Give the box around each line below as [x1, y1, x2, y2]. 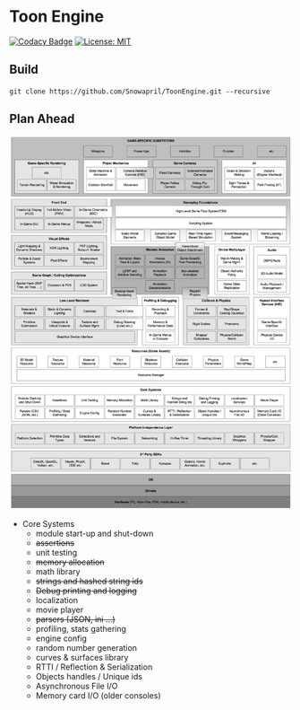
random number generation [35, 642, 137, 653]
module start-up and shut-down [35, 528, 154, 539]
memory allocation [35, 557, 105, 567]
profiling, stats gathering [35, 623, 127, 634]
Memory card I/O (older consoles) [35, 689, 161, 701]
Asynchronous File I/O [35, 680, 118, 691]
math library [35, 565, 81, 576]
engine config [35, 633, 88, 644]
